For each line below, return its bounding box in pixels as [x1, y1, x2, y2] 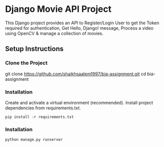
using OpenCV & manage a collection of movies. [5, 30, 104, 36]
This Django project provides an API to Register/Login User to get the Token [5, 20, 160, 26]
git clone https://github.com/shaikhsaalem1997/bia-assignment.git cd [5, 71, 147, 77]
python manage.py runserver [5, 137, 63, 142]
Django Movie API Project [5, 3, 112, 15]
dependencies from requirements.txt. [5, 105, 81, 111]
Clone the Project [5, 59, 48, 66]
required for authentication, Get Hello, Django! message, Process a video [5, 25, 154, 31]
